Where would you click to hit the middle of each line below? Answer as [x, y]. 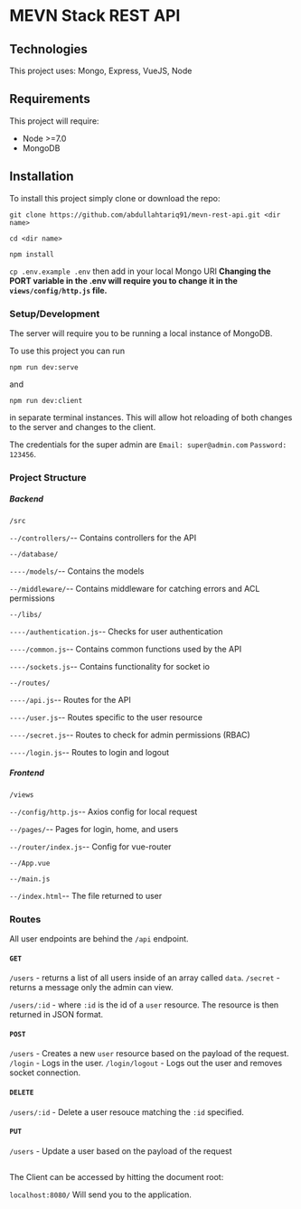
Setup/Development [55, 314]
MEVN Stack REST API [95, 16]
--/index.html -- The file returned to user [86, 895]
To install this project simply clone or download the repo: [115, 198]
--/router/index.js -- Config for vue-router [90, 847]
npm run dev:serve [44, 367]
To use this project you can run [67, 351]
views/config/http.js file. [58, 290]
